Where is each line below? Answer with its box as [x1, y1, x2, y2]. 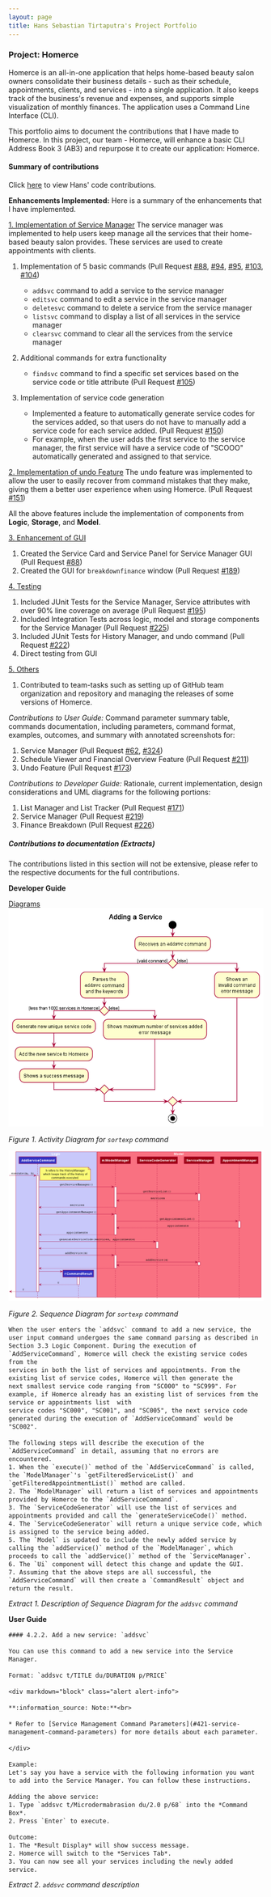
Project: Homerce [8, 49, 79, 61]
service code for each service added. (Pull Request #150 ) [32, 426, 224, 435]
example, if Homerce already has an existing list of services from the [8, 1391, 259, 1399]
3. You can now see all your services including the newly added [8, 1857, 233, 1866]
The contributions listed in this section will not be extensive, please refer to [8, 858, 259, 869]
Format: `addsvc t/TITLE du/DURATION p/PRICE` [8, 1671, 168, 1680]
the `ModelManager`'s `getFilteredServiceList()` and [8, 1471, 194, 1480]
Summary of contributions [8, 162, 100, 171]
